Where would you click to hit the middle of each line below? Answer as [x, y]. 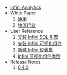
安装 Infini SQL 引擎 [38, 37]
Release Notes [25, 62]
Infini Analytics [26, 7]
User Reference [26, 31]
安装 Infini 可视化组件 [40, 43]
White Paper [23, 13]
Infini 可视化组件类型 [39, 56]
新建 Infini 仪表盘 [35, 50]
